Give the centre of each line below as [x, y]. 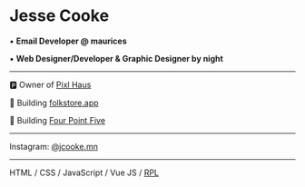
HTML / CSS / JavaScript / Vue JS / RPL [84, 172]
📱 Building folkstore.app [54, 103]
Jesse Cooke [59, 16]
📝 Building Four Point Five [58, 120]
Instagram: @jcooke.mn [54, 146]
